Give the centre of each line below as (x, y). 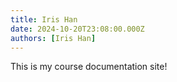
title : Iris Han (44, 19)
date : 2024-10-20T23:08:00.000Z (77, 29)
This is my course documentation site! (89, 67)
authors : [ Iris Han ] (53, 38)
